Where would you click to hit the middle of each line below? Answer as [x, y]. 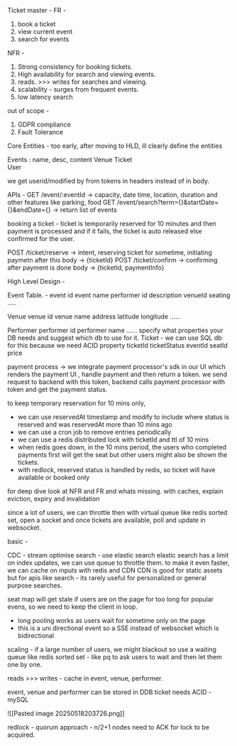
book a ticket [37, 24]
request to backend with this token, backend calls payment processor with [116, 382]
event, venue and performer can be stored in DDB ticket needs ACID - [109, 692]
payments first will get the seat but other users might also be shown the [122, 455]
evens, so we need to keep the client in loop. [73, 607]
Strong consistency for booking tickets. [75, 66]
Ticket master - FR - [37, 10]
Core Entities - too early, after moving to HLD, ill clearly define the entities [115, 146]
